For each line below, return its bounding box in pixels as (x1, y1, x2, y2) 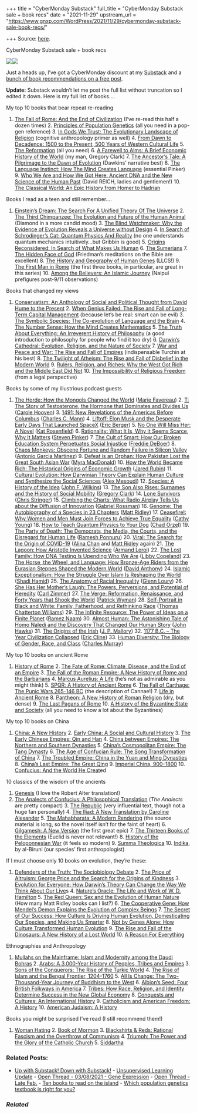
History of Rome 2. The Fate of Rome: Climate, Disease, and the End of (14, 663, 186, 670)
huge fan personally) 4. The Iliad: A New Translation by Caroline (14, 808, 169, 815)
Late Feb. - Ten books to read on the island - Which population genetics (14, 1079, 189, 1087)
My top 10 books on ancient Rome (6, 651, 89, 658)
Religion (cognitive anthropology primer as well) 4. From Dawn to (14, 135, 172, 141)
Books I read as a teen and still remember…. (6, 196, 113, 202)
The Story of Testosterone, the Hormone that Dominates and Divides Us (14, 403, 189, 409)
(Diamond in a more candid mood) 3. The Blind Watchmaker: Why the (14, 220, 183, 226)
